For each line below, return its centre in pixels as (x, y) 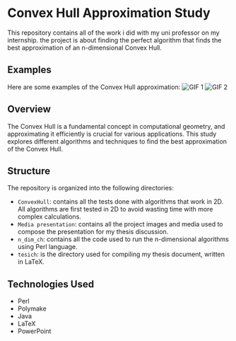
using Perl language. (47, 247)
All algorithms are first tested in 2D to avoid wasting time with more (115, 209)
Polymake (32, 308)
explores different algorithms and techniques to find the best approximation (117, 141)
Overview (29, 109)
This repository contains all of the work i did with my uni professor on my (114, 33)
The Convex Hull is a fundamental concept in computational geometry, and (116, 126)
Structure (29, 171)
